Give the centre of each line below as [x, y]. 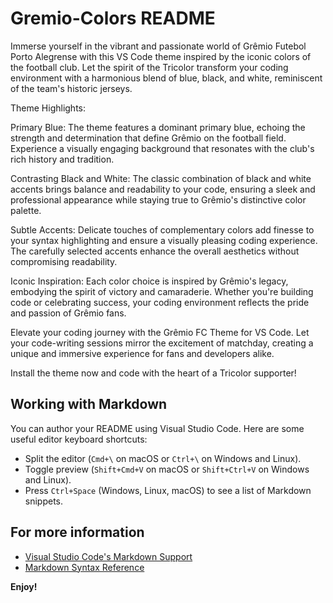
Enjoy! [24, 586]
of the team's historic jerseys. [71, 88]
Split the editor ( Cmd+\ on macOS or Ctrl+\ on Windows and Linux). [163, 458]
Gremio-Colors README [113, 18]
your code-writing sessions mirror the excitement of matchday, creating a [162, 343]
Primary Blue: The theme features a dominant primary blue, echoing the [158, 127]
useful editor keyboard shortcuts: [79, 439]
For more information [77, 532]
